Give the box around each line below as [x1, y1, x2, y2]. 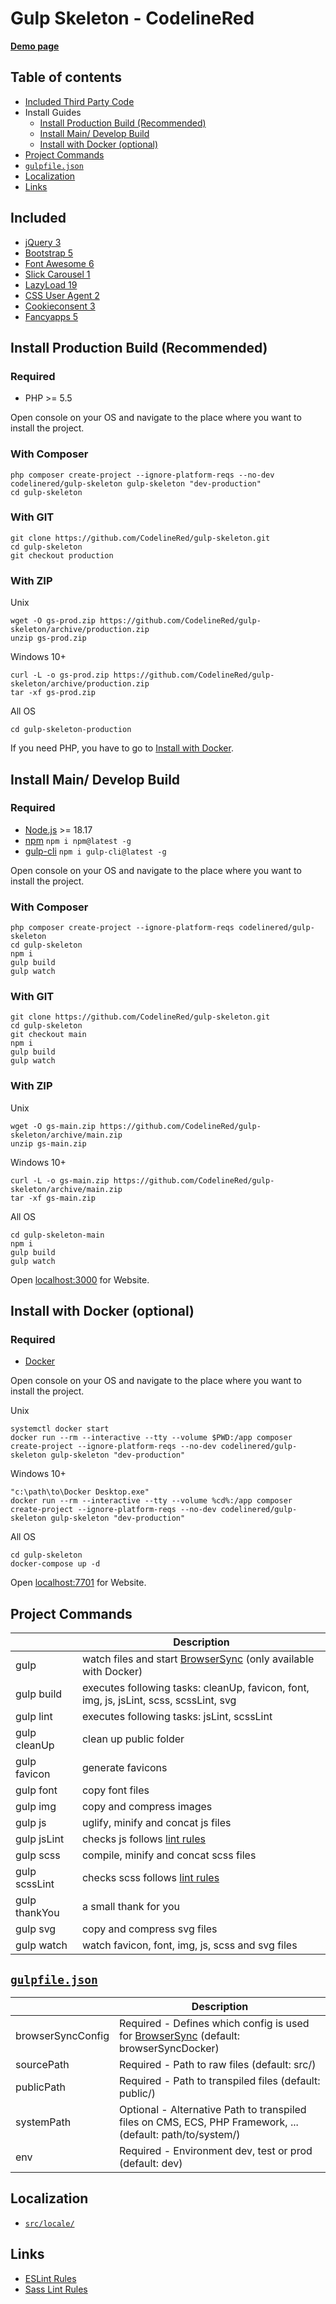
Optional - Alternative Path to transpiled [118, 2103, 307, 2117]
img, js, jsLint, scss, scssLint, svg [81, 1693, 237, 1707]
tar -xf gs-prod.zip [10, 688, 97, 698]
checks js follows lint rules [81, 1832, 206, 1846]
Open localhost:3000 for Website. [10, 1273, 150, 1286]
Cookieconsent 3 [24, 300, 96, 312]
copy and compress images [81, 1800, 213, 1814]
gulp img [15, 1800, 57, 1814]
